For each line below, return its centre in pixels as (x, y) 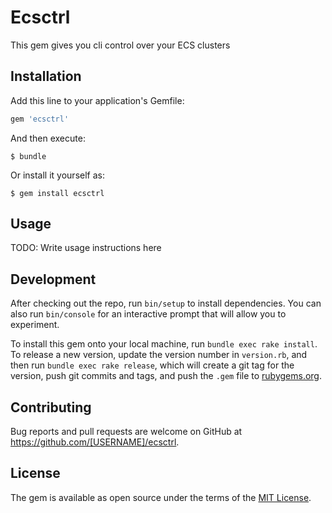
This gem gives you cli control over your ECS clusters (120, 45)
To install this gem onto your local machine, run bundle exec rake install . (164, 344)
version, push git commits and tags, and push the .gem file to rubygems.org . (166, 376)
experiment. (35, 325)
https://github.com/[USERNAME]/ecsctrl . (95, 442)
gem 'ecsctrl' (40, 119)
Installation (46, 76)
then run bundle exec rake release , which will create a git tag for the (152, 365)
